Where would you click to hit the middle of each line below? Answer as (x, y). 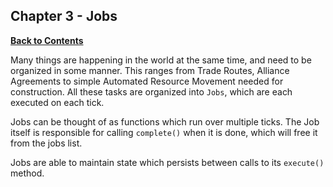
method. (27, 173)
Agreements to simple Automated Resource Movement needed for (147, 81)
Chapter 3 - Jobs (64, 16)
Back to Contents (47, 40)
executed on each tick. (57, 102)
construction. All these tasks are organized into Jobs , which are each (151, 91)
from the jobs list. (46, 143)
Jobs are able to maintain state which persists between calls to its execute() (167, 162)
